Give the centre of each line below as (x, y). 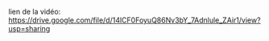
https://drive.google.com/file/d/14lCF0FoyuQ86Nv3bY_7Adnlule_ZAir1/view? (134, 20)
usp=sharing (29, 29)
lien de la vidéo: (35, 12)
